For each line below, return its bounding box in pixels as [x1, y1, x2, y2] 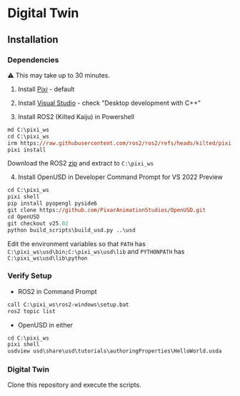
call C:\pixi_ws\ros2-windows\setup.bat [7, 301, 130, 308]
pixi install [7, 146, 46, 153]
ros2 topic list [7, 308, 56, 315]
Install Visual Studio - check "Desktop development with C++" [17, 98, 201, 107]
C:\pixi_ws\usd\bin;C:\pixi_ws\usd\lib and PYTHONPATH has [7, 247, 185, 255]
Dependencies [7, 55, 59, 65]
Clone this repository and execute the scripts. [7, 380, 141, 390]
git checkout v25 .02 [7, 220, 69, 227]
